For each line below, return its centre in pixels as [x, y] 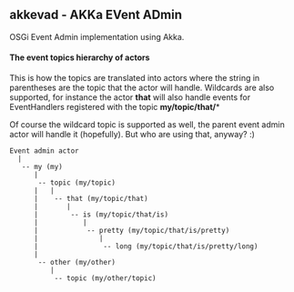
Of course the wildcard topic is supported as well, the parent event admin [147, 125]
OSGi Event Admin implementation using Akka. [97, 36]
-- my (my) [42, 167]
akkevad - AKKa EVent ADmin [96, 15]
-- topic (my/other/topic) [105, 278]
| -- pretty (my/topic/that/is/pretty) [132, 231]
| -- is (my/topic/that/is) [101, 215]
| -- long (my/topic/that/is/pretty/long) [146, 247]
